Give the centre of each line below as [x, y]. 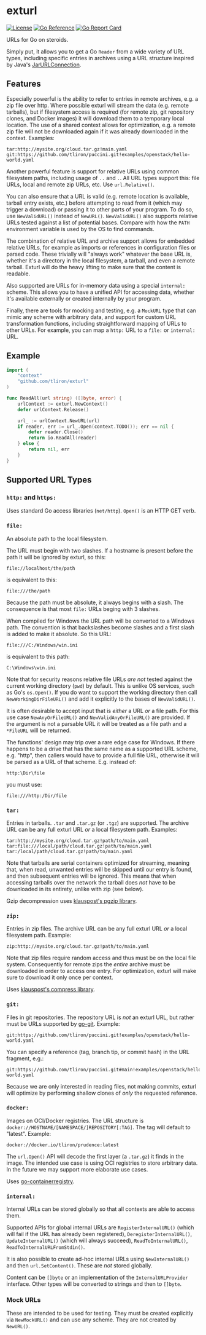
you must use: [24, 784]
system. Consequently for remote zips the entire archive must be [88, 964]
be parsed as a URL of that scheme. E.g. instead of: [71, 762]
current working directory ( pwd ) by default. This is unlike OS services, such [101, 685]
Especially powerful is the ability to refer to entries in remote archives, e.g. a [102, 98]
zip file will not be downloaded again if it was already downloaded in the [97, 131]
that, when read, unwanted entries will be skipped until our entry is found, [100, 869]
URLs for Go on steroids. [37, 39]
